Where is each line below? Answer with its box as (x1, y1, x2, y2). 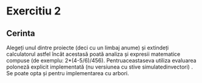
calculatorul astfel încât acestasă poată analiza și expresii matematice (6, 51, 181, 58)
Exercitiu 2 (6, 4, 61, 18)
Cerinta (6, 28, 35, 38)
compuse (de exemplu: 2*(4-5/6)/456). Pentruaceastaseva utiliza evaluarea (6, 57, 197, 64)
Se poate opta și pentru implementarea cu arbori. (6, 70, 129, 76)
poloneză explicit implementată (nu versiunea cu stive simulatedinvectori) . (6, 63, 193, 70)
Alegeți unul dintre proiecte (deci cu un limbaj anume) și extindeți (6, 44, 169, 51)
